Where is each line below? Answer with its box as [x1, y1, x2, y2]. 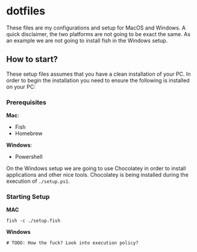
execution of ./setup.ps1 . [6, 177, 70, 185]
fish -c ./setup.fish [6, 218, 61, 224]
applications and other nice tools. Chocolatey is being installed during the [6, 171, 189, 179]
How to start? [6, 54, 58, 64]
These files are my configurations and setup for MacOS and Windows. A [6, 24, 186, 31]
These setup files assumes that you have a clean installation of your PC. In [6, 70, 191, 78]
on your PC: [6, 83, 36, 90]
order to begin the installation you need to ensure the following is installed [6, 76, 190, 84]
